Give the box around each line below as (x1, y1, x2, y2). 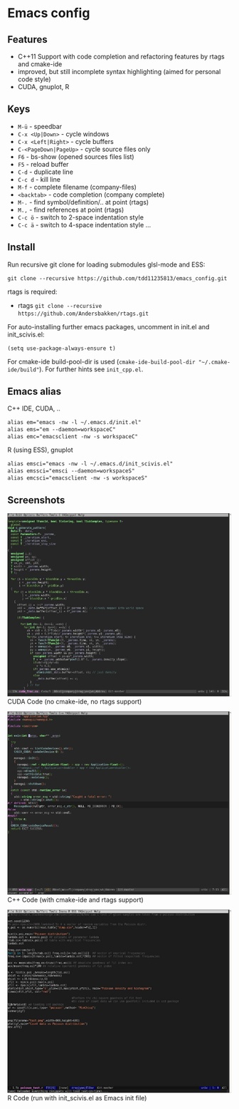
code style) (17, 75, 51, 83)
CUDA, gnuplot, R (17, 83, 70, 91)
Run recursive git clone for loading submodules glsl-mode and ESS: (7, 260, 206, 269)
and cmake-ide (17, 60, 63, 68)
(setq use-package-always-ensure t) (7, 344, 116, 352)
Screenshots (7, 494, 65, 506)
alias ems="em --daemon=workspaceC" (7, 426, 116, 433)
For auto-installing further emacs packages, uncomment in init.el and (7, 322, 210, 331)
